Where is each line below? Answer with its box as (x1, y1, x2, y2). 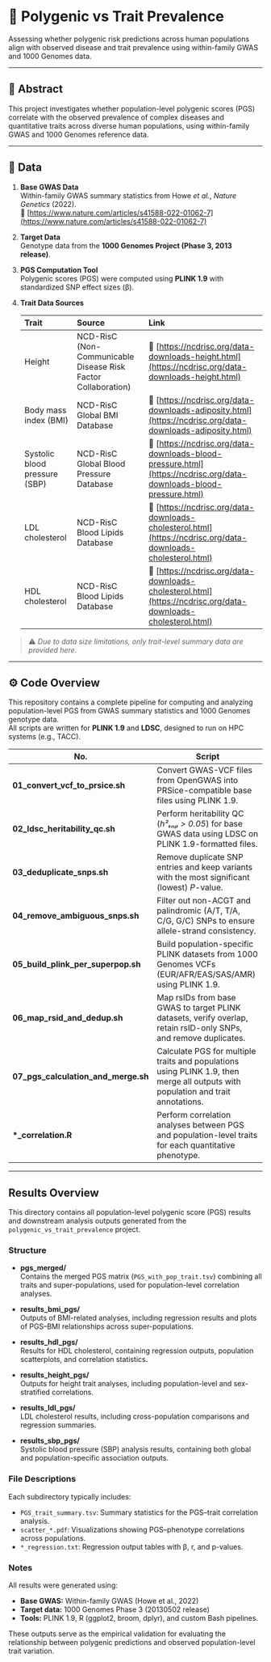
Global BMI (76, 409, 119, 421)
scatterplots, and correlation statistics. (19, 1355, 148, 1364)
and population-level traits (156, 1130, 258, 1141)
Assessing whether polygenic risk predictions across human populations (8, 34, 250, 44)
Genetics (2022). (19, 199, 77, 209)
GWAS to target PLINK (156, 1002, 241, 1013)
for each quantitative (156, 1140, 236, 1151)
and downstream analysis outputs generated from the (8, 1216, 187, 1226)
